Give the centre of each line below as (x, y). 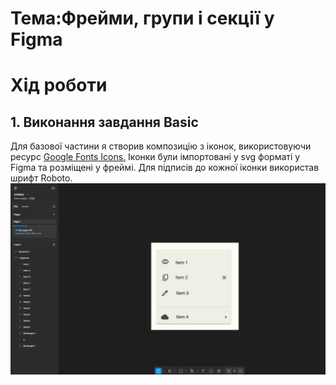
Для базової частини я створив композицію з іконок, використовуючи (161, 146)
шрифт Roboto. (41, 178)
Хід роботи (59, 85)
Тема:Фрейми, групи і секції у (142, 18)
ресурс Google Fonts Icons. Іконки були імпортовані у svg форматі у (155, 157)
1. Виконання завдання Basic (104, 122)
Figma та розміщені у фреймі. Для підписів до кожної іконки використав (165, 168)
